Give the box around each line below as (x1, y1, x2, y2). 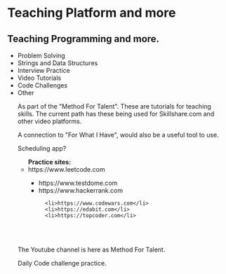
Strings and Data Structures (17, 59, 98, 67)
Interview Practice (17, 67, 70, 74)
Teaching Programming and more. (7, 33, 160, 45)
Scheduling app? (17, 144, 67, 152)
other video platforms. (17, 117, 82, 125)
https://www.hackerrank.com (38, 186, 124, 194)
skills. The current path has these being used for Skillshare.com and (17, 110, 215, 118)
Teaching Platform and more (7, 5, 176, 21)
